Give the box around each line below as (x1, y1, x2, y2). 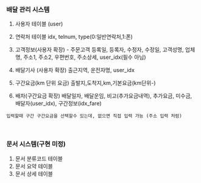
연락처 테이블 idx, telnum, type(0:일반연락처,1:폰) (15, 33, 133, 41)
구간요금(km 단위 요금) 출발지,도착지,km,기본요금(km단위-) (15, 79, 157, 87)
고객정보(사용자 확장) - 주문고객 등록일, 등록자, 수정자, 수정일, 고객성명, (15, 46, 184, 53)
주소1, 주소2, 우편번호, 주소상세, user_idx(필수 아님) (23, 53, 146, 61)
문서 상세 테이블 (15, 170, 53, 177)
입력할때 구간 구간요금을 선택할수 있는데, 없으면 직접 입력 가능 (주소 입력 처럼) (6, 113, 183, 119)
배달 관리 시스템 (6, 5, 50, 13)
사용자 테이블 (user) (15, 20, 63, 28)
